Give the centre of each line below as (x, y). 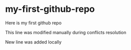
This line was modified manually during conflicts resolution (66, 32)
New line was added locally (33, 42)
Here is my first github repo (33, 23)
